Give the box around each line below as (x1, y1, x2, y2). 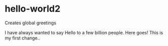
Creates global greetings (5, 20, 56, 26)
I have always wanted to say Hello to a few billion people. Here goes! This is (5, 29, 163, 35)
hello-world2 (5, 3, 60, 15)
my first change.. (5, 35, 40, 41)
